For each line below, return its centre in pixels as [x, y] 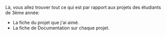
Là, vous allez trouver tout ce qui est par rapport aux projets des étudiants [83, 7]
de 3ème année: [22, 13]
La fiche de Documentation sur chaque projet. [61, 28]
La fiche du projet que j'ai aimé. [46, 23]
